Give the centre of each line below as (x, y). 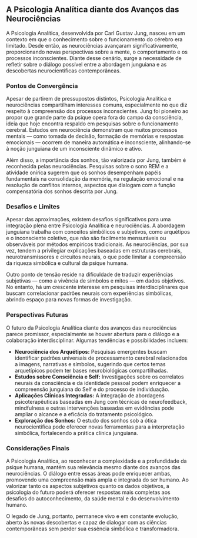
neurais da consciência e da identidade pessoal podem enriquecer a (98, 383)
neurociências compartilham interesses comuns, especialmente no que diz (97, 105)
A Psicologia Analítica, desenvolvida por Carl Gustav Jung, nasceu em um (96, 33)
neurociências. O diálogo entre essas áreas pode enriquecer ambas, (89, 474)
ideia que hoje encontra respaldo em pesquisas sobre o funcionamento (92, 124)
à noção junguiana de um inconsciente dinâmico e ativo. (74, 149)
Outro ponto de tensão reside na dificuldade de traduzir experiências (90, 275)
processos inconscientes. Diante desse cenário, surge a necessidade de (94, 58)
